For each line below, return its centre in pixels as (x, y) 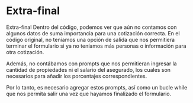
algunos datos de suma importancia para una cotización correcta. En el (93, 33)
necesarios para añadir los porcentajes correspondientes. (77, 76)
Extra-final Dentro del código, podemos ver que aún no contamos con (91, 27)
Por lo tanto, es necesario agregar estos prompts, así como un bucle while (97, 87)
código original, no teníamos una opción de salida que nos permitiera (91, 39)
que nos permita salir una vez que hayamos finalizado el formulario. (89, 94)
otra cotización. (25, 52)
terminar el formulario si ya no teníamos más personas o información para (96, 46)
